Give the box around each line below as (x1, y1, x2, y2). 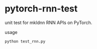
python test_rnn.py (5, 38, 46, 44)
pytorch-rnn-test (5, 3, 78, 14)
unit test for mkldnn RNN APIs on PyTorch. (5, 19, 92, 25)
